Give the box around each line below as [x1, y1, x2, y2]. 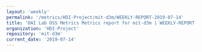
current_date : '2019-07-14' [6, 36, 77, 42]
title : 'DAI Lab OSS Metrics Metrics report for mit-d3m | [6, 20, 158, 26]
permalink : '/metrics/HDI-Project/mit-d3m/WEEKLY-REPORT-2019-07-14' [6, 14, 185, 20]
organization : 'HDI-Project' [6, 25, 79, 32]
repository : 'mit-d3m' [6, 31, 63, 37]
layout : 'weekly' [6, 8, 50, 15]
